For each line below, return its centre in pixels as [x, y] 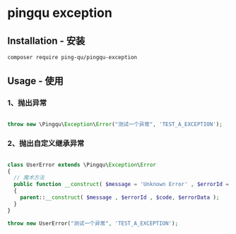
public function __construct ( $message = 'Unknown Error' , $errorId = [122, 185]
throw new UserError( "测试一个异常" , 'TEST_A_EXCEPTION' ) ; [93, 223]
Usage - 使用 [35, 81]
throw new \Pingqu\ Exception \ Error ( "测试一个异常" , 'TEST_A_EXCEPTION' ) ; [115, 124]
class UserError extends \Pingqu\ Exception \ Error [82, 165]
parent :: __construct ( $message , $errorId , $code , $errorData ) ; [120, 198]
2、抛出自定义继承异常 [46, 144]
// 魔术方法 [29, 178]
